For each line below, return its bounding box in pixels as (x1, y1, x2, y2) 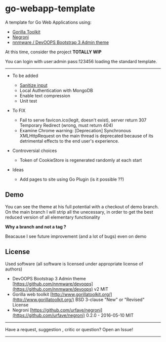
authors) (5, 266, 23, 272)
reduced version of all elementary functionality (5, 214, 100, 220)
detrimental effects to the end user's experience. (19, 138, 120, 144)
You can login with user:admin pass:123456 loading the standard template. (5, 58, 157, 64)
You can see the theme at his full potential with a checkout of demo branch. (5, 203, 159, 210)
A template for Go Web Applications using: (5, 19, 92, 25)
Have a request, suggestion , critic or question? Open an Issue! (5, 326, 133, 332)
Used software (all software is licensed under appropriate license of (5, 261, 143, 266)
